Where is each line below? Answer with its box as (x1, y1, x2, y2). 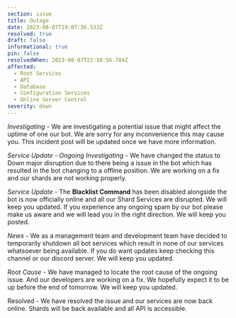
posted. (7, 217, 30, 226)
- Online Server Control (13, 97, 87, 104)
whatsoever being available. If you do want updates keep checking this (7, 246, 215, 255)
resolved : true (7, 30, 52, 38)
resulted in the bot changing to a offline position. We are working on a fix (7, 166, 220, 175)
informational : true (7, 43, 69, 50)
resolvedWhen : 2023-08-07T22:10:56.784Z (7, 57, 129, 64)
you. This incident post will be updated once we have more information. (7, 137, 216, 146)
